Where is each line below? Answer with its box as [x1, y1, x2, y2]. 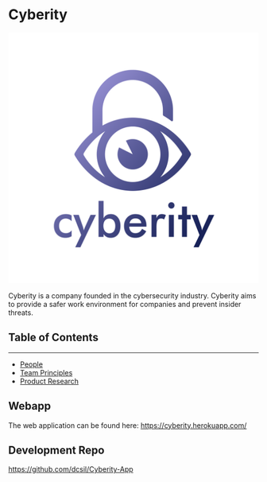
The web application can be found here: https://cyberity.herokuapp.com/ [8, 420, 247, 430]
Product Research [19, 376, 79, 386]
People [19, 360, 44, 369]
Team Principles [19, 367, 73, 377]
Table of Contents [8, 331, 99, 344]
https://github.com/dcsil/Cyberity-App [8, 465, 133, 474]
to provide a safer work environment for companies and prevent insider [8, 299, 242, 309]
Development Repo [8, 443, 105, 457]
